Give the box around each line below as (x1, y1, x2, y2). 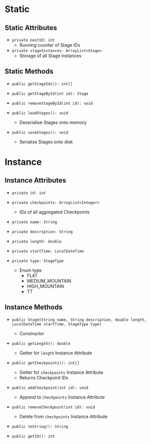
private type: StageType (11, 258, 64, 264)
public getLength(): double (11, 341, 70, 346)
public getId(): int (11, 433, 55, 439)
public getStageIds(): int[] (11, 81, 73, 86)
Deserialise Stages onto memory (19, 119, 87, 125)
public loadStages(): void (11, 110, 68, 116)
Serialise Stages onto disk (19, 139, 73, 145)
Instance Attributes (4, 176, 66, 185)
